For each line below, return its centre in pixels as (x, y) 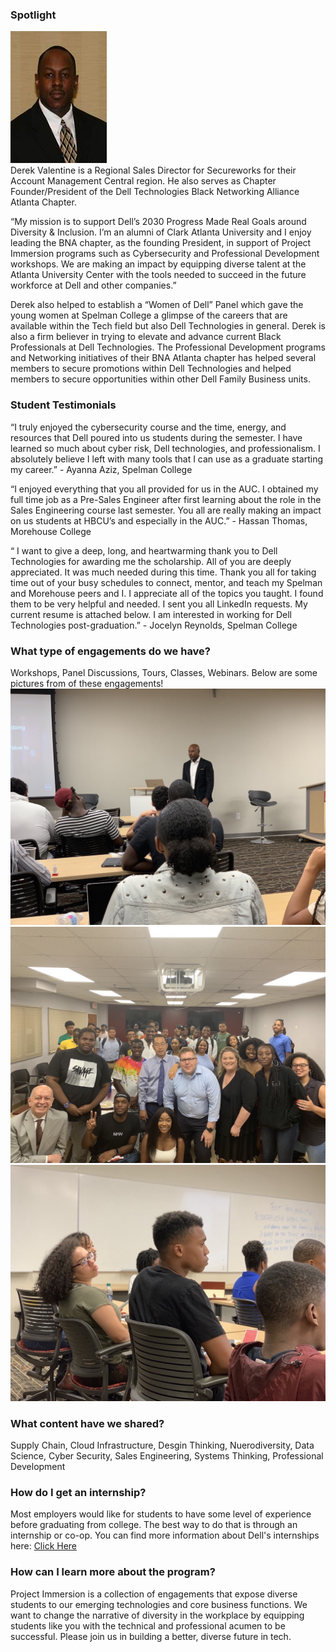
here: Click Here (44, 1546)
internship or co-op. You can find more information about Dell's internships (165, 1535)
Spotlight (33, 15)
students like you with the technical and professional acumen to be (148, 1625)
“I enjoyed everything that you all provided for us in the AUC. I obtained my (164, 489)
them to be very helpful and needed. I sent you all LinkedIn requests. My (159, 604)
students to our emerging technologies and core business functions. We (159, 1604)
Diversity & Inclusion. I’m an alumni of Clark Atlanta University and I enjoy (161, 232)
